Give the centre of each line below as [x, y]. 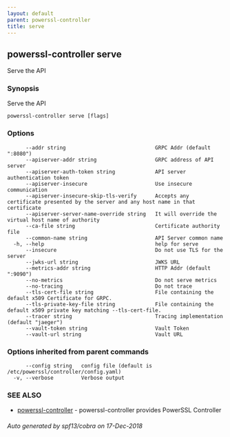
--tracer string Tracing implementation [124, 316]
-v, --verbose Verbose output [69, 378]
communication [28, 190]
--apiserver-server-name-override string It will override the [121, 214]
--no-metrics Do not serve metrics [121, 280]
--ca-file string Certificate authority [123, 226]
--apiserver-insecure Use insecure [109, 184]
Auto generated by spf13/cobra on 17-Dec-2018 [75, 426]
